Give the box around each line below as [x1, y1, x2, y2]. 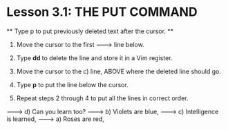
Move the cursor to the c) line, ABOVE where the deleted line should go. [16, 67, 222, 75]
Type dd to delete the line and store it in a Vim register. [16, 53, 173, 62]
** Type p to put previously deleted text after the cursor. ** [6, 27, 174, 35]
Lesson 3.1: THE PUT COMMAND [6, 4, 198, 20]
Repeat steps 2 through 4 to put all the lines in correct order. [16, 94, 189, 102]
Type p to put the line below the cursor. [16, 80, 129, 89]
